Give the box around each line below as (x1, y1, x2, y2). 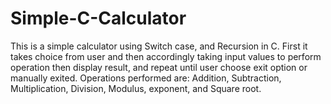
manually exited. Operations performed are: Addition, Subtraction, (10, 72, 282, 84)
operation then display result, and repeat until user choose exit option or (10, 61, 308, 73)
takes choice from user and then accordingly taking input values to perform (10, 50, 322, 62)
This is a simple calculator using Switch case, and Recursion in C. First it (10, 40, 308, 52)
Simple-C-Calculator (10, 7, 187, 30)
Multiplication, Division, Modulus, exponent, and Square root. (10, 82, 262, 94)
